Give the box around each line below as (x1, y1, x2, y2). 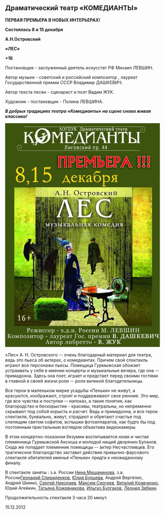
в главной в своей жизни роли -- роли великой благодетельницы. (5, 378, 144, 384)
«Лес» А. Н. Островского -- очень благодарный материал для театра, (5, 352, 152, 358)
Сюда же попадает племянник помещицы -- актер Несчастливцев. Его (5, 444, 155, 450)
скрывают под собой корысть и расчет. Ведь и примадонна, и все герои (5, 409, 158, 415)
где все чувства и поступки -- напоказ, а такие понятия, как (5, 398, 132, 404)
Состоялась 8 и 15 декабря (5, 27, 63, 32)
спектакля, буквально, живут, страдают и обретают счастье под (5, 414, 141, 420)
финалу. (5, 460, 22, 466)
